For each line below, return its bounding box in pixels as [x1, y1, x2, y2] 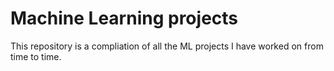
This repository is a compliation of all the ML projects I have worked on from [10, 40, 324, 52]
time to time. [10, 50, 62, 62]
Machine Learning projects [10, 7, 239, 30]
